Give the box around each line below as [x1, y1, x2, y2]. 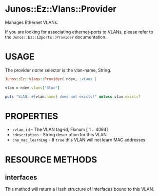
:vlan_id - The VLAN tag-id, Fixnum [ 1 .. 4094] [12, 126, 108, 132]
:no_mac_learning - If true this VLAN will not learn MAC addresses [12, 137, 145, 143]
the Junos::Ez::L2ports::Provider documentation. [5, 34, 107, 40]
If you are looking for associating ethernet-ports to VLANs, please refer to [5, 29, 154, 35]
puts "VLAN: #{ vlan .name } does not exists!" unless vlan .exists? [5, 94, 140, 99]
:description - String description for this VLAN [12, 132, 107, 138]
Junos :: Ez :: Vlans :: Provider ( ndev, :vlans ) [5, 76, 97, 81]
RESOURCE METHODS [5, 154, 98, 165]
